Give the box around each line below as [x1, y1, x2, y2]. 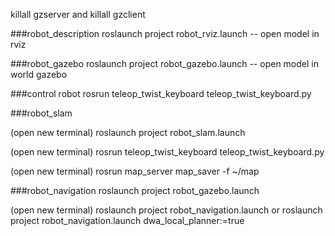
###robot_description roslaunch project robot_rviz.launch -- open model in [10, 28, 320, 39]
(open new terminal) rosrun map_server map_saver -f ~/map [10, 165, 260, 177]
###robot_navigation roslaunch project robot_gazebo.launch [10, 185, 260, 196]
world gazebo [10, 69, 68, 80]
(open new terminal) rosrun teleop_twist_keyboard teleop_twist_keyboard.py [10, 146, 325, 158]
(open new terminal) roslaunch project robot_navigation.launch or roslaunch [10, 204, 323, 216]
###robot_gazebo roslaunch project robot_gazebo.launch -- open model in [10, 58, 319, 69]
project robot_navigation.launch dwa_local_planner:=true [10, 215, 245, 226]
